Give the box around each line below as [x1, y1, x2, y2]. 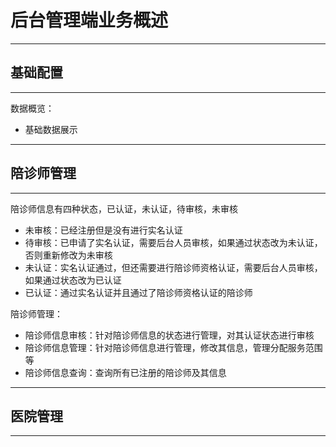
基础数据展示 [24, 123, 78, 135]
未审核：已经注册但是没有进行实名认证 [24, 224, 183, 236]
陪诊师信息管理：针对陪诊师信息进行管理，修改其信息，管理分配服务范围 [24, 341, 323, 353]
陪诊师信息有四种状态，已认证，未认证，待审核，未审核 [10, 202, 238, 215]
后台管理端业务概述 [10, 9, 169, 32]
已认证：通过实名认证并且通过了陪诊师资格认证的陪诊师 [24, 286, 253, 298]
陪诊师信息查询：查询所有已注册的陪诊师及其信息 [24, 366, 227, 378]
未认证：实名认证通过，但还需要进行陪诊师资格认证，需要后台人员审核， [24, 261, 323, 273]
